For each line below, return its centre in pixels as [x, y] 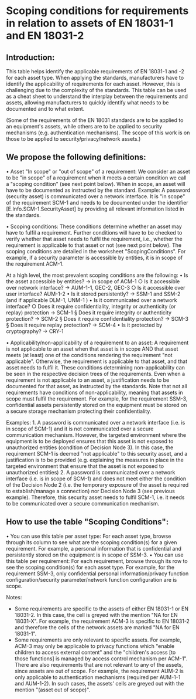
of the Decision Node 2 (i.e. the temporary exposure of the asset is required [97, 484]
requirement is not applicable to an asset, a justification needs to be [88, 380]
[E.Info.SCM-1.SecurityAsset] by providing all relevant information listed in [95, 209]
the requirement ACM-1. [35, 264]
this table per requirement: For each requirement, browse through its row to [97, 561]
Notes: [14, 597]
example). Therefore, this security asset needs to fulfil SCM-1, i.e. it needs [95, 497]
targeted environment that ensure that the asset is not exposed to [85, 466]
